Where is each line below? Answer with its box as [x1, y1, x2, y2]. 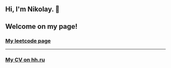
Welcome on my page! [5, 22, 78, 31]
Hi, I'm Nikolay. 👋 [5, 5, 60, 14]
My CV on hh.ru [5, 56, 45, 63]
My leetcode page [5, 37, 51, 44]
